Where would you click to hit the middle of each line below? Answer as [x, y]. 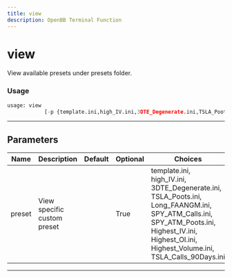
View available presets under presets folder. [70, 73]
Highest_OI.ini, [174, 240]
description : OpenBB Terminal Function [65, 20]
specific [51, 210]
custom [50, 218]
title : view [24, 13]
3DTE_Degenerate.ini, [186, 188]
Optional [130, 159]
